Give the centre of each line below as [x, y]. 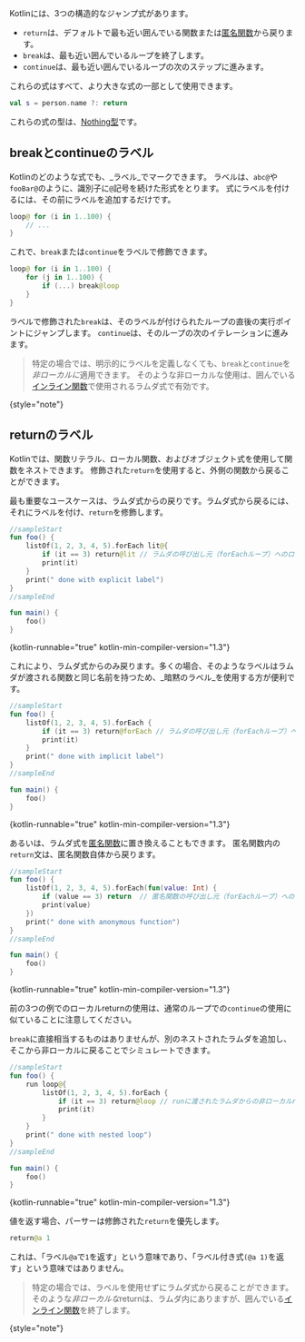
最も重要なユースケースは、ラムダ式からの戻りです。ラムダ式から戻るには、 [152, 500]
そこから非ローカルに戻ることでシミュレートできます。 [112, 1050]
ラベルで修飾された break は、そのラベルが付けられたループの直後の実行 [143, 321]
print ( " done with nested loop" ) [89, 1135]
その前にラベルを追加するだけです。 [108, 199]
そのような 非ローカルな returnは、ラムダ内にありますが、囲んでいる [158, 1299]
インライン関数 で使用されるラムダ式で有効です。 [123, 386]
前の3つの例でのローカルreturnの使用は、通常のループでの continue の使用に [151, 1008]
